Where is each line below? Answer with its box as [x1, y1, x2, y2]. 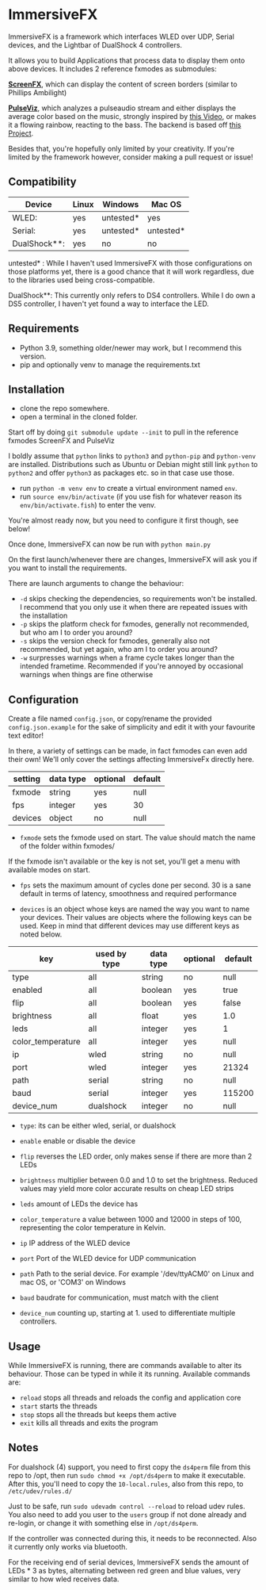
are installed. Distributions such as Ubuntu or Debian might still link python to [8, 460, 258, 469]
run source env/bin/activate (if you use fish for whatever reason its [19, 492, 242, 501]
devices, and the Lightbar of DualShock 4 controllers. [8, 40, 183, 49]
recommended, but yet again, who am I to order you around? [19, 645, 218, 654]
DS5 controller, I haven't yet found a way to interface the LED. [8, 299, 210, 308]
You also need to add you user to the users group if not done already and [8, 1509, 247, 1519]
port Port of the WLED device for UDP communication [19, 1254, 196, 1263]
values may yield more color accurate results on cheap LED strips [19, 1184, 234, 1193]
